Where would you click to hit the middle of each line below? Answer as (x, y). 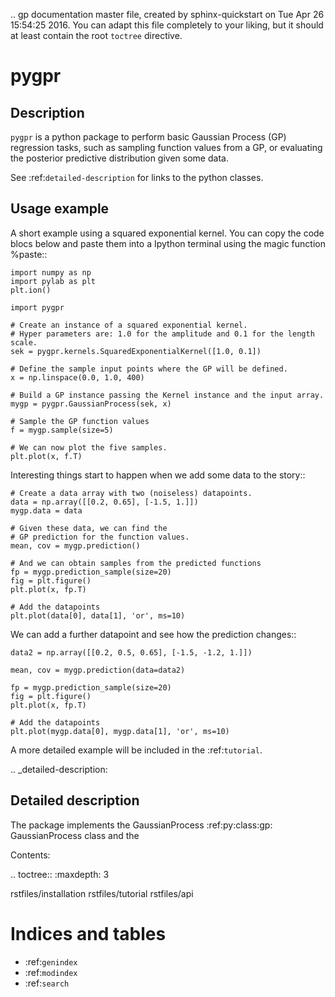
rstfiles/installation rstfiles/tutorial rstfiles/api (102, 893)
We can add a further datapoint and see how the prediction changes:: (153, 634)
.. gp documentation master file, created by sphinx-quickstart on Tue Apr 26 (167, 14)
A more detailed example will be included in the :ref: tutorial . (136, 750)
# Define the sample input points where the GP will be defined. (149, 369)
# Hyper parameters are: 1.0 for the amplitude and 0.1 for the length (162, 334)
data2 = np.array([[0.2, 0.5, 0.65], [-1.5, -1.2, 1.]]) (131, 652)
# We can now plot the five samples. (89, 447)
